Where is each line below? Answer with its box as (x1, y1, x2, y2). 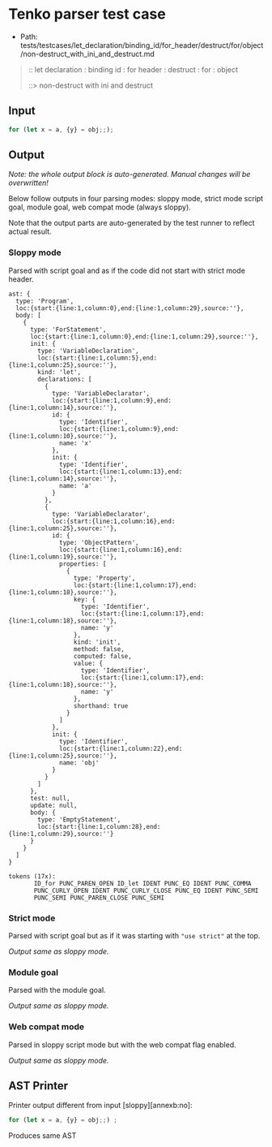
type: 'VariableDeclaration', (37, 347, 139, 355)
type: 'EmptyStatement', (37, 815, 121, 824)
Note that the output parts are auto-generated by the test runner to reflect (8, 218, 255, 228)
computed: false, (73, 652, 132, 660)
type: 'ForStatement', (29, 326, 107, 334)
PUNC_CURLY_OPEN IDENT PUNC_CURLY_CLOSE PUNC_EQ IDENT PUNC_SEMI (33, 886, 259, 895)
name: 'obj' (59, 758, 100, 767)
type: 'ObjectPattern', (59, 538, 139, 546)
